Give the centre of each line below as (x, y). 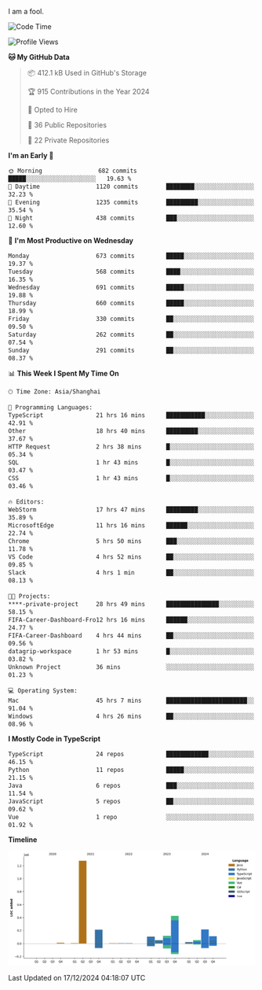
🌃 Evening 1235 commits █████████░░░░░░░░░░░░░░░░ (131, 202)
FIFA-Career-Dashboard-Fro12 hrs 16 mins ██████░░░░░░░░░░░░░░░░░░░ (131, 620)
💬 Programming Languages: (50, 408)
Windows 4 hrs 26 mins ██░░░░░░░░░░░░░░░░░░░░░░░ (131, 716)
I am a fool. (26, 11)
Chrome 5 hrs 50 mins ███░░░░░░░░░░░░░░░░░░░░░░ (131, 541)
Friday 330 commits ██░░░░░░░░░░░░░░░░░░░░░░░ (131, 319)
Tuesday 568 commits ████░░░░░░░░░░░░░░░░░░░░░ (131, 272)
